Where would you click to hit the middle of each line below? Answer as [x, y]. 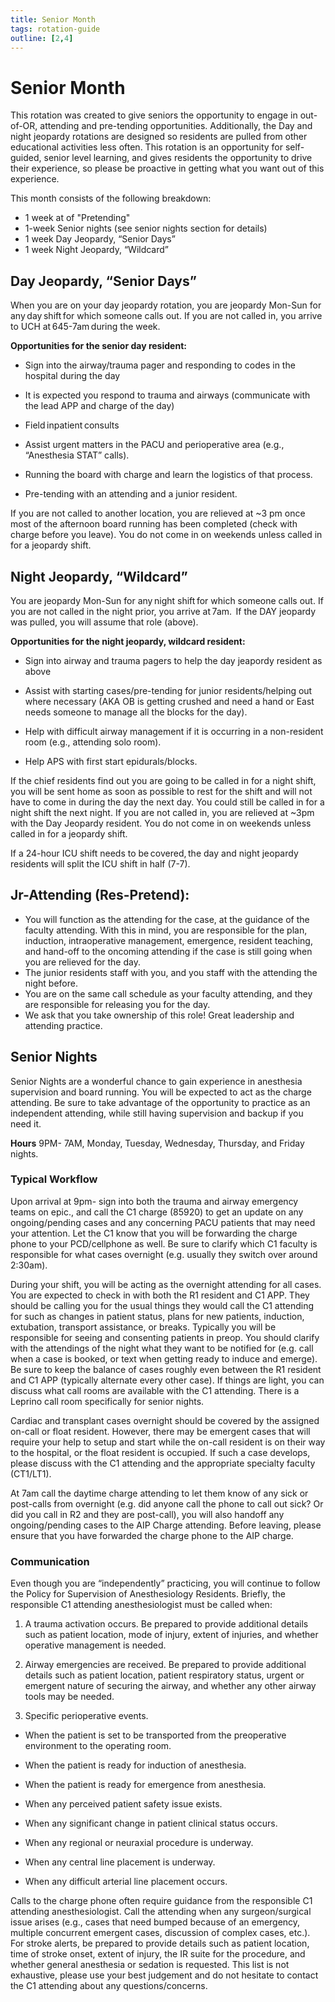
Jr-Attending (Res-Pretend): [100, 895]
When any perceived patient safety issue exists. [123, 1804]
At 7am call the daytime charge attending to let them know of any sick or [159, 1493]
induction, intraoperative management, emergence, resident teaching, [168, 940]
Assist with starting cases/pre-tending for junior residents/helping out [168, 690]
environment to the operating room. [98, 1746]
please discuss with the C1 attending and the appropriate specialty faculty [163, 1463]
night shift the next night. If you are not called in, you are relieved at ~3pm [162, 812]
